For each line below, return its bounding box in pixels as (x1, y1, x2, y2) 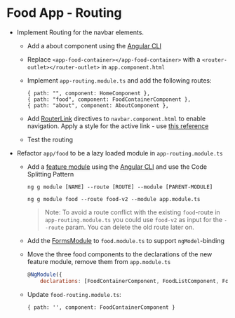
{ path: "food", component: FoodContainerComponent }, (27, 96, 191, 103)
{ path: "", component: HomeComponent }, (27, 90, 150, 97)
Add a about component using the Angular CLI (27, 41, 162, 50)
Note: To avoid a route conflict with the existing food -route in (44, 208, 220, 216)
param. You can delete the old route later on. (65, 223, 194, 231)
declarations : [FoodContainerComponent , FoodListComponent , (40, 277, 220, 284)
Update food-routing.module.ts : (27, 290, 122, 298)
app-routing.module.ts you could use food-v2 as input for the (44, 215, 222, 223)
